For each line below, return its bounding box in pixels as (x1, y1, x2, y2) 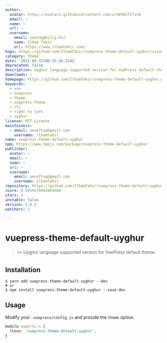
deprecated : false (5, 63, 43, 68)
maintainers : (5, 123, 32, 128)
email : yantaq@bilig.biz (14, 35, 66, 40)
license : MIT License (5, 118, 50, 124)
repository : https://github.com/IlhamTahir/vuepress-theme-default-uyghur (5, 183, 164, 188)
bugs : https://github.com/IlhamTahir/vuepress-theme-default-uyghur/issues (5, 49, 166, 54)
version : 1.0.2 (5, 202, 37, 207)
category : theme (5, 53, 39, 59)
